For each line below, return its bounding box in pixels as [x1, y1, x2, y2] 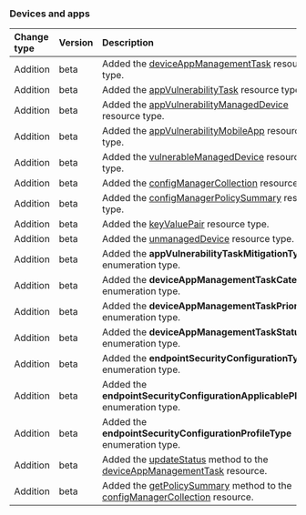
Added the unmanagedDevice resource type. [101, 233, 294, 246]
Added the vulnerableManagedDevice [101, 151, 264, 164]
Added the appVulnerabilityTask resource [101, 84, 280, 96]
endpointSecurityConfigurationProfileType [101, 427, 292, 439]
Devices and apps [9, 7, 91, 20]
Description [101, 36, 155, 49]
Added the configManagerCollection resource [101, 177, 299, 189]
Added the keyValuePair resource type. [101, 217, 270, 230]
